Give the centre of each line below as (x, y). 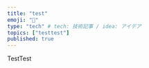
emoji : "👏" (23, 20)
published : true (30, 39)
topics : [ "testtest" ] (38, 33)
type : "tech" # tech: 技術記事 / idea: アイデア (74, 26)
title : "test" (28, 13)
